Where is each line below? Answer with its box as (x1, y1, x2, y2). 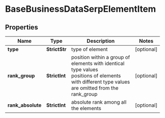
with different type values (71, 79, 130, 85)
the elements (71, 105, 102, 112)
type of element (71, 46, 108, 53)
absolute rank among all (71, 99, 127, 105)
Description (86, 38, 115, 44)
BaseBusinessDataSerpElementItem (5, 3, 156, 15)
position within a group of (71, 54, 130, 60)
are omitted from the (71, 85, 119, 91)
